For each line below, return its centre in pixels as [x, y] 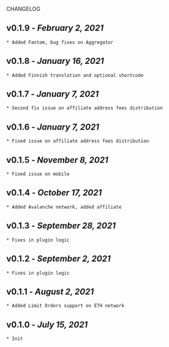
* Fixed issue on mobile [38, 174]
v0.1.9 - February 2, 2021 [55, 28]
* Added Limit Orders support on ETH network [65, 306]
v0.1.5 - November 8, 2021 [57, 160]
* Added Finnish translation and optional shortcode [75, 75]
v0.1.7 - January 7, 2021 [53, 94]
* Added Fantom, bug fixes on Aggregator [60, 42]
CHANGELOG [24, 9]
